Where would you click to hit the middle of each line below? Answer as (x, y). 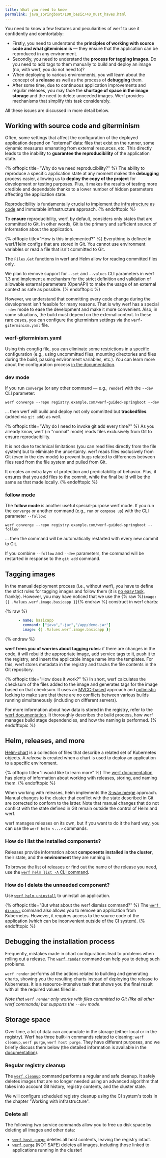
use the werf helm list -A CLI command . (47, 872)
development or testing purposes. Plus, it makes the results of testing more (81, 184)
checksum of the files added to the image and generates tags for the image (82, 684)
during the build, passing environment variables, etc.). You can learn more (80, 359)
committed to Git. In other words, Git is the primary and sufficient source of (81, 224)
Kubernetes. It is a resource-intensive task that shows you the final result (79, 984)
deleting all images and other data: (40, 1130)
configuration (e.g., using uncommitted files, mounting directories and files (81, 354)
